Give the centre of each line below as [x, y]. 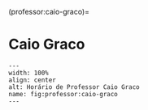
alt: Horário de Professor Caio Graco [74, 87]
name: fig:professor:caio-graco [63, 94]
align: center [33, 80]
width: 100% [28, 73]
